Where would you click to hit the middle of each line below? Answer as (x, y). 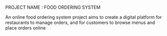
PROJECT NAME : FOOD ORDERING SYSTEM (53, 7)
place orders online (25, 28)
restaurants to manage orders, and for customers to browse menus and (80, 23)
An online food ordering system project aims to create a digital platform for (83, 17)
